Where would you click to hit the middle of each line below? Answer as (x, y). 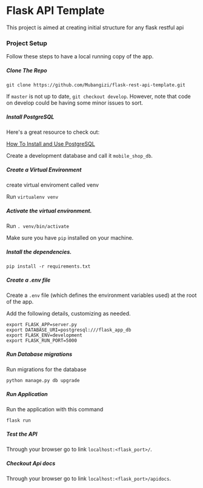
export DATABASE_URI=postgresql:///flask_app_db (69, 330)
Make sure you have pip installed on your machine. (70, 238)
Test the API (22, 434)
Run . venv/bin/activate (38, 226)
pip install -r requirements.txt (48, 267)
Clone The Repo (27, 70)
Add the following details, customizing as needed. (69, 313)
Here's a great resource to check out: (53, 132)
